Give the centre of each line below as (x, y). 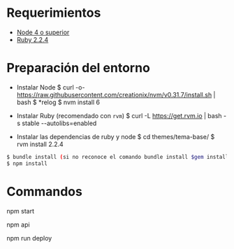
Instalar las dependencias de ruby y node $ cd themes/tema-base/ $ (116, 136)
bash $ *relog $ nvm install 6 (58, 102)
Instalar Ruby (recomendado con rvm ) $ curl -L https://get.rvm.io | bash (119, 115)
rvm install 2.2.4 (40, 144)
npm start (21, 211)
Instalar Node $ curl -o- (51, 87)
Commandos (45, 191)
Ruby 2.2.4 (32, 39)
